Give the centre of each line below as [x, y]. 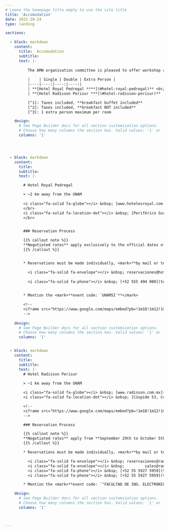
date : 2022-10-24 [23, 19]
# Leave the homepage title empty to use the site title [66, 10]
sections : [16, 33]
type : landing [20, 24]
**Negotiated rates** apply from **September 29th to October [90, 438]
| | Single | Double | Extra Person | [71, 80]
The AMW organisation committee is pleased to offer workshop [94, 70]
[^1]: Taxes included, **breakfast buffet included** [85, 103]
